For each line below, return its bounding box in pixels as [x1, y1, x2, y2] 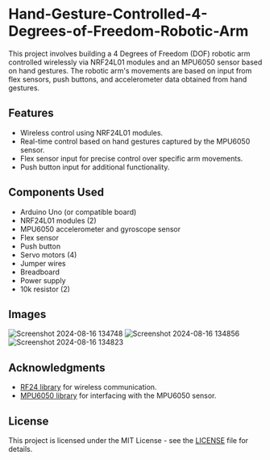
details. [8, 445, 33, 454]
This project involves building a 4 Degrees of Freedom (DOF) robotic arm [8, 48, 251, 58]
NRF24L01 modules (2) [19, 215, 97, 225]
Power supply [19, 275, 66, 285]
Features [8, 107, 54, 120]
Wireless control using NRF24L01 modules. [19, 128, 164, 137]
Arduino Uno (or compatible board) [19, 207, 137, 216]
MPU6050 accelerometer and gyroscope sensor [19, 224, 181, 234]
